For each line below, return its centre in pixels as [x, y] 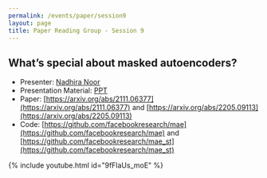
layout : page [30, 23]
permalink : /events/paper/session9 [67, 16]
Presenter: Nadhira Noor [60, 82]
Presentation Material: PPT [63, 91]
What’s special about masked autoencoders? [123, 63]
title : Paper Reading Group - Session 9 [77, 30]
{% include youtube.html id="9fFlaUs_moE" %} [86, 165]
